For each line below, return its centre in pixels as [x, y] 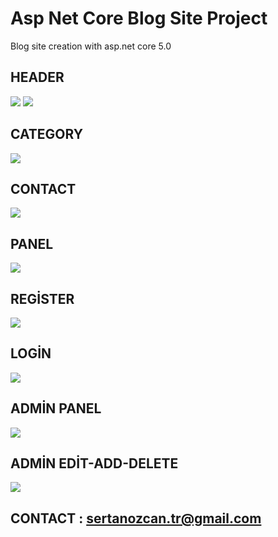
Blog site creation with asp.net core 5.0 [91, 46]
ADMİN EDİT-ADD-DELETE [94, 463]
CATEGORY [47, 134]
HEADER [37, 77]
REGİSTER [42, 298]
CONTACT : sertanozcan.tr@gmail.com [136, 518]
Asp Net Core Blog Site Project [139, 18]
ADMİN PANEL [56, 408]
